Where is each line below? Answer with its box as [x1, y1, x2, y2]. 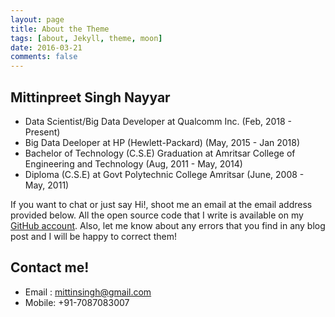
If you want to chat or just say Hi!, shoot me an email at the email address [10, 198, 313, 210]
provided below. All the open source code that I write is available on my [10, 209, 304, 221]
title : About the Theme [10, 24, 110, 34]
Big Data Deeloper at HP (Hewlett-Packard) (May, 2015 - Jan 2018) [24, 136, 301, 148]
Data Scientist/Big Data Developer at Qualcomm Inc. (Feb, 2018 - [24, 115, 293, 127]
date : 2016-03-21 [10, 42, 83, 53]
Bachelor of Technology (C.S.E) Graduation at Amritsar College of [24, 147, 296, 159]
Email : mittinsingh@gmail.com [24, 286, 152, 298]
